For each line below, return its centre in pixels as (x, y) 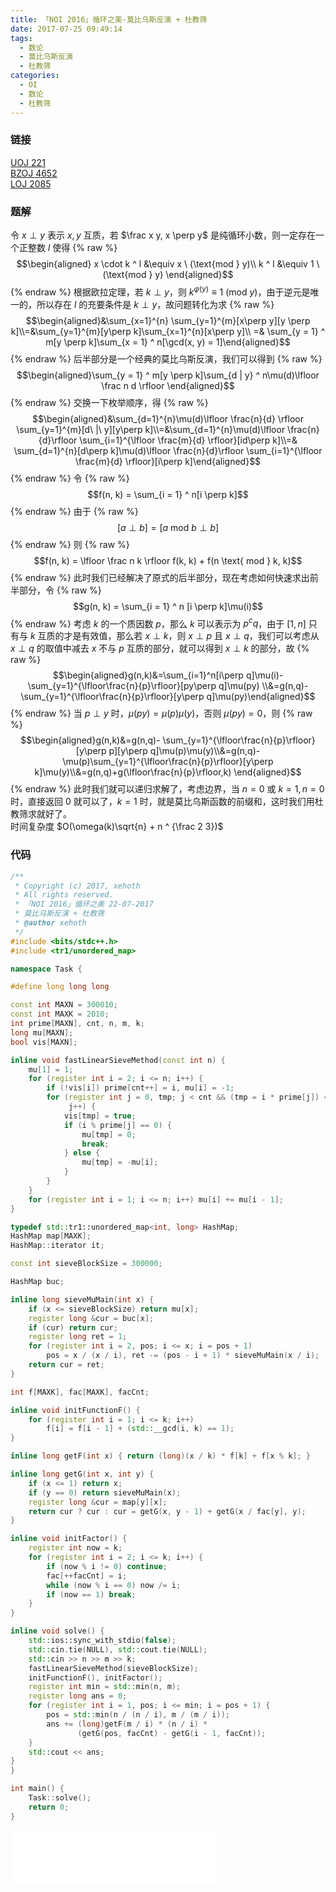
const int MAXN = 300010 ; (64, 1005)
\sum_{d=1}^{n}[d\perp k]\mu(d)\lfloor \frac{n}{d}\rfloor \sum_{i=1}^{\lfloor (168, 450)
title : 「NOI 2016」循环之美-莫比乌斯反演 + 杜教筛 (109, 19)
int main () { (37, 1789)
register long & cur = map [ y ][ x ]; (98, 1502)
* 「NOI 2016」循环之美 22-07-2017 (84, 904)
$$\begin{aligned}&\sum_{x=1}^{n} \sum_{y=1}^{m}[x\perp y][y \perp (168, 320)
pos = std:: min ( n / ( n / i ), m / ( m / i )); (138, 1715)
